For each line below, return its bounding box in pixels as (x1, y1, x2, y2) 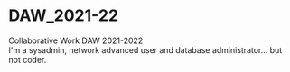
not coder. (8, 54, 47, 65)
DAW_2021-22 (8, 5, 119, 26)
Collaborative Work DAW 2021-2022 (8, 35, 144, 46)
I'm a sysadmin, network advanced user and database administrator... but (8, 44, 283, 55)
